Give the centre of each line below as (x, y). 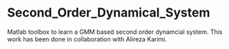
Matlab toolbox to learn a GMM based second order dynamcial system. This (115, 32)
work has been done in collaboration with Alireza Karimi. (87, 39)
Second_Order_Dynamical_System (109, 13)
